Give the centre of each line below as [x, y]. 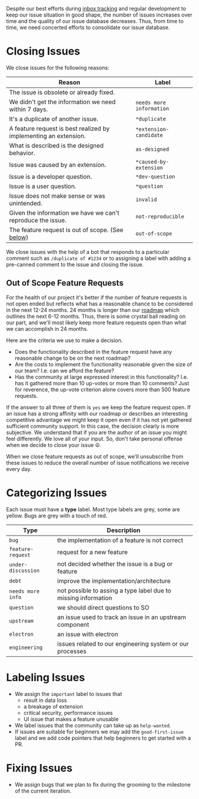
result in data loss [45, 700]
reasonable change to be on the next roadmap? [73, 358]
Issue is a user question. [43, 186]
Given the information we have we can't [64, 212]
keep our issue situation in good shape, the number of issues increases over [99, 15]
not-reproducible [160, 216]
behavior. [22, 153]
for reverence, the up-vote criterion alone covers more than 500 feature [102, 389]
